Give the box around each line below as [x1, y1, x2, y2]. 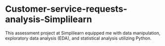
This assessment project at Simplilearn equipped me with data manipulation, [5, 30, 161, 36]
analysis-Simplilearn [5, 14, 92, 25]
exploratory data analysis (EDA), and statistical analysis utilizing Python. [5, 35, 152, 41]
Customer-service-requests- [5, 3, 127, 15]
